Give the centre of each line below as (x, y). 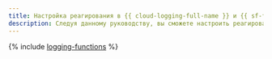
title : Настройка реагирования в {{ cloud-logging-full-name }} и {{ (128, 16)
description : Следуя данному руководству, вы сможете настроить (119, 23)
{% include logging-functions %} (64, 46)
